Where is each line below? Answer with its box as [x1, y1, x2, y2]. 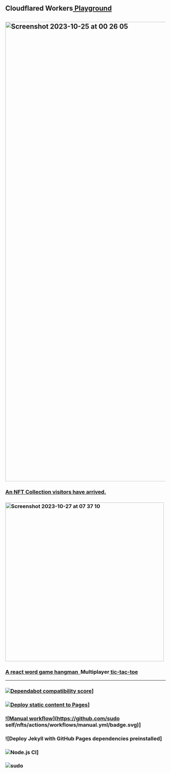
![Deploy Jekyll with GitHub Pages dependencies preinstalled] [5, 735, 162, 742]
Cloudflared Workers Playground [5, 4, 112, 13]
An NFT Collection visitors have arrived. [5, 488, 106, 495]
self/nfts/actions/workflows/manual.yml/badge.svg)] [5, 721, 141, 728]
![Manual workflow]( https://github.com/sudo [5, 715, 120, 722]
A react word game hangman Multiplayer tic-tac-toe [5, 668, 138, 675]
